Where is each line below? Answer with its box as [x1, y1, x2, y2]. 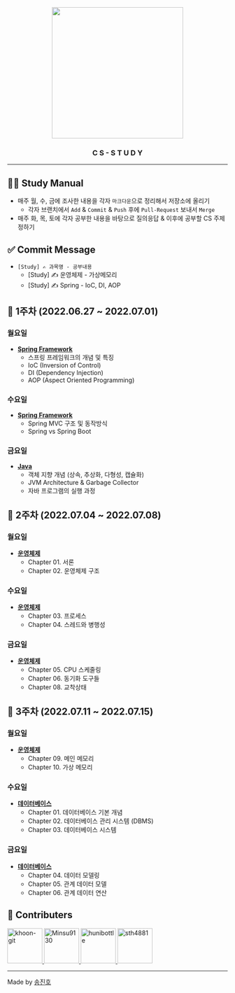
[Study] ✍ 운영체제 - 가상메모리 [27, 270, 117, 279]
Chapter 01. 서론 [27, 558, 75, 566]
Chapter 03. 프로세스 [27, 612, 87, 620]
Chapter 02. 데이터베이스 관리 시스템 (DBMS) [27, 817, 154, 825]
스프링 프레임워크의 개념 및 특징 [27, 353, 114, 361]
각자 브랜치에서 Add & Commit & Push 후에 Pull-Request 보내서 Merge [27, 206, 215, 214]
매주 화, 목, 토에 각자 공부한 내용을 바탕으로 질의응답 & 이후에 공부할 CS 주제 [17, 214, 225, 223]
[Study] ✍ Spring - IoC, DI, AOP [27, 281, 121, 289]
